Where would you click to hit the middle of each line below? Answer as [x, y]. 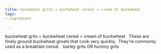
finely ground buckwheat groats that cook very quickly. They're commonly [80, 41]
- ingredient [18, 18]
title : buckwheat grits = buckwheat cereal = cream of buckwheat [73, 9]
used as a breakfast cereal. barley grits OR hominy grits [62, 47]
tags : [10, 14]
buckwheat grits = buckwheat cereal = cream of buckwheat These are [77, 36]
